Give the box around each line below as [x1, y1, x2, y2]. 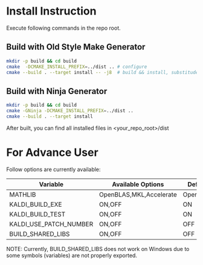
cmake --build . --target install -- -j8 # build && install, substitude [6, 69, 199, 75]
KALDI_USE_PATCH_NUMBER [9, 220, 94, 228]
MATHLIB [9, 190, 36, 198]
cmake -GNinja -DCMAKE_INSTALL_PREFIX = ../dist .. [6, 108, 134, 114]
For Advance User [6, 146, 98, 159]
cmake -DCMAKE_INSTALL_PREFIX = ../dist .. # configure [6, 64, 147, 70]
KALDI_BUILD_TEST [9, 210, 65, 218]
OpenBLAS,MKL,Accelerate [98, 190, 177, 198]
